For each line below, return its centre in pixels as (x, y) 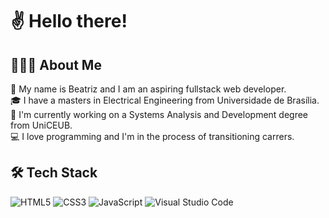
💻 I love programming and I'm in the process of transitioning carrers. (152, 136)
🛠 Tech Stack (54, 173)
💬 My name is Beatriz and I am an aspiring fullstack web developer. (148, 89)
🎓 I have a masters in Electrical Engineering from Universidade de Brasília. (165, 100)
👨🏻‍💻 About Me (56, 64)
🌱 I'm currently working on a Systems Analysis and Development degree (159, 114)
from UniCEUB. (41, 125)
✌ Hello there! (69, 21)
